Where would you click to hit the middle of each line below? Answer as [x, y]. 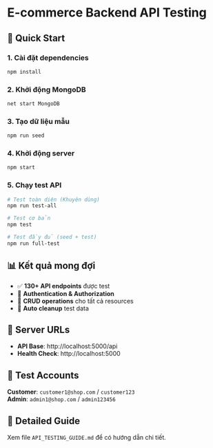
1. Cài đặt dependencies [48, 58]
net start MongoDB [33, 104]
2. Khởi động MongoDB [47, 89]
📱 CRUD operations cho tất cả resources [75, 301]
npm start [21, 168]
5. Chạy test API [34, 185]
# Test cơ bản [29, 218]
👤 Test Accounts [43, 375]
